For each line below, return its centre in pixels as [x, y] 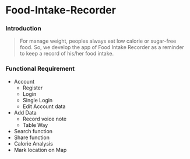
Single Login [38, 100]
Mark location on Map [40, 150]
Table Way [35, 125]
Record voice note [45, 119]
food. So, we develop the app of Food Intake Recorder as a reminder [102, 47]
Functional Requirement [40, 69]
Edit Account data [44, 106]
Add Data [25, 112]
